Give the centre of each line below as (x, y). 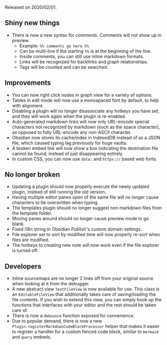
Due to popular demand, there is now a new (57, 321)
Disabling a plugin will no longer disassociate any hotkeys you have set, (85, 111)
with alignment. (28, 105)
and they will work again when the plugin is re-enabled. (69, 116)
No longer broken (32, 175)
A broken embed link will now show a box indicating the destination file (85, 148)
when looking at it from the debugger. (51, 284)
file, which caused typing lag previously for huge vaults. (69, 143)
